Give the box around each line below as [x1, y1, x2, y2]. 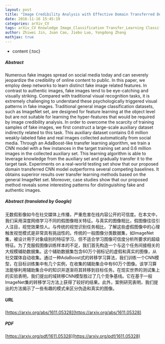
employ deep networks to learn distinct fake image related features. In [5, 82, 147, 88]
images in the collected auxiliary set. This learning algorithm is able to [5, 150, 146, 156]
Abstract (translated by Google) [5, 198, 72, 205]
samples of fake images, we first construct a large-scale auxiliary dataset [5, 124, 154, 130]
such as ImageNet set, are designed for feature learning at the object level [5, 108, 156, 114]
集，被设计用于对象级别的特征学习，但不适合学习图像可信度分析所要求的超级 [5, 236, 160, 242]
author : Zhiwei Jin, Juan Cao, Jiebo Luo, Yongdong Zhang [5, 30, 126, 35]
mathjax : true [5, 35, 34, 40]
